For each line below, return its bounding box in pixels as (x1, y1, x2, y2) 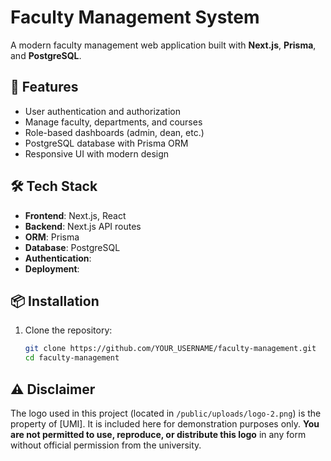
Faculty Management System (10, 6, 260, 29)
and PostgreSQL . (10, 49, 82, 61)
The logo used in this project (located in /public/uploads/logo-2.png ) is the (10, 407, 322, 419)
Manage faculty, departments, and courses (24, 116, 203, 128)
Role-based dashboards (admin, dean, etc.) (24, 126, 205, 138)
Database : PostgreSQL (24, 241, 121, 253)
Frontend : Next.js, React (24, 209, 127, 221)
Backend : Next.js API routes (24, 220, 142, 232)
